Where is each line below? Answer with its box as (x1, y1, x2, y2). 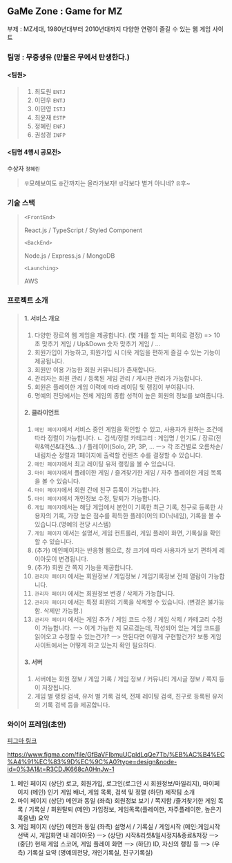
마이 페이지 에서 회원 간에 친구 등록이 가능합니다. (34, 485, 161, 493)
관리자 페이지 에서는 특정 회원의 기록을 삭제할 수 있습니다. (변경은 (34, 598, 206, 606)
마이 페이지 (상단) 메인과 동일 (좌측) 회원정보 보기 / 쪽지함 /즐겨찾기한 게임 (17, 797, 217, 805)
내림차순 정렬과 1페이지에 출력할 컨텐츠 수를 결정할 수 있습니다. (34, 451, 203, 459)
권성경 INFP (34, 131, 66, 139)
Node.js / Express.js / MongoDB (23, 252, 115, 260)
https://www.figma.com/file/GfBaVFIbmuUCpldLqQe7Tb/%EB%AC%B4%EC (7, 750, 225, 759)
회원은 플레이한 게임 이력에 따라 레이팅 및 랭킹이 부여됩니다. (34, 383, 195, 391)
